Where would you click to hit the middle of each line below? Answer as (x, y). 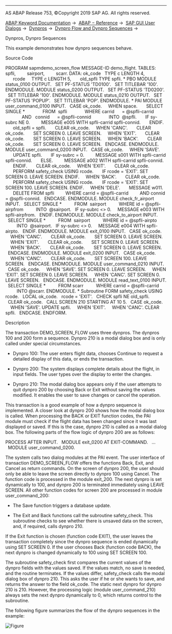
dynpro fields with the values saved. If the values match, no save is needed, (85, 568)
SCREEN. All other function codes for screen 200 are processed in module (84, 490)
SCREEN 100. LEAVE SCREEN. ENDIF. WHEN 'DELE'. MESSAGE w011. (84, 188)
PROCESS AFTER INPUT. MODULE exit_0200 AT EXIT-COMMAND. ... (81, 442)
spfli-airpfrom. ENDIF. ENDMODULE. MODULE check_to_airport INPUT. (82, 215)
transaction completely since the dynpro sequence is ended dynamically (82, 542)
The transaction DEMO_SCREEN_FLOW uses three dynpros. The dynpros (82, 333)
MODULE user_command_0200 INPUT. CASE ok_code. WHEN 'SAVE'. (83, 150)
